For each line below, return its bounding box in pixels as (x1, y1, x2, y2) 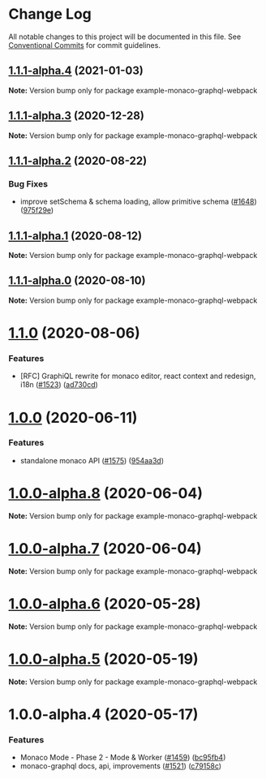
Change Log (8, 5, 92, 24)
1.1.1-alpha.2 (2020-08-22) (8, 153, 148, 167)
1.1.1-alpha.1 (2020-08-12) (8, 229, 143, 243)
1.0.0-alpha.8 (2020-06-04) (8, 484, 203, 503)
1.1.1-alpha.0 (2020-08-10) (8, 273, 146, 288)
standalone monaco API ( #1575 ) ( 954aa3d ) (19, 455, 165, 465)
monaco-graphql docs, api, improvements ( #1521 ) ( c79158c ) (19, 761, 221, 771)
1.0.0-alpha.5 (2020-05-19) (8, 650, 199, 668)
